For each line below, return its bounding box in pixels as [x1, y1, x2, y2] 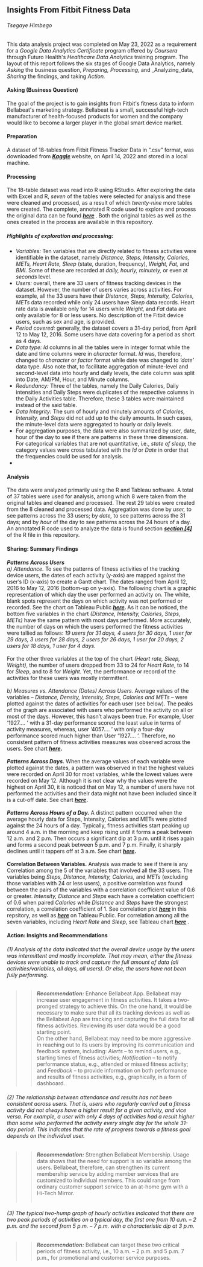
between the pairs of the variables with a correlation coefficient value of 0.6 [7, 886, 195, 893]
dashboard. [36, 1080, 66, 1087]
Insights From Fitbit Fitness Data [7, 5, 131, 15]
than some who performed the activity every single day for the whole [7, 1119, 180, 1126]
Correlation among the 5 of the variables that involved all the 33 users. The [7, 867, 193, 874]
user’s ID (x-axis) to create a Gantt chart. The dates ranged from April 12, [7, 578, 188, 585]
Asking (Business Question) [7, 86, 79, 94]
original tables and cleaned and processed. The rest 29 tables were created [7, 499, 195, 507]
